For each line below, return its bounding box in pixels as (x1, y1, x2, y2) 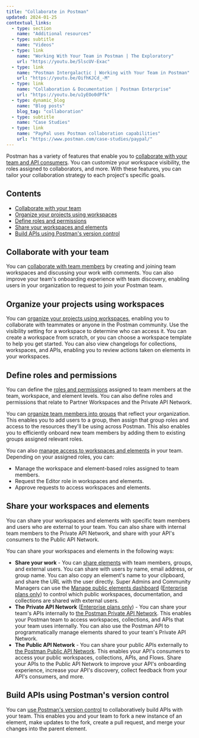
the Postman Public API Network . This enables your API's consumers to (14, 647, 190, 655)
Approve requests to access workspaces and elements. (14, 484, 151, 491)
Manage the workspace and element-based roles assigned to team (14, 465, 179, 472)
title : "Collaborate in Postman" (6, 8, 89, 15)
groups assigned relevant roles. (6, 435, 84, 443)
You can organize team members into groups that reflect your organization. (6, 410, 190, 417)
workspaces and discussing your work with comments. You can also (6, 269, 174, 276)
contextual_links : (6, 20, 52, 26)
